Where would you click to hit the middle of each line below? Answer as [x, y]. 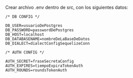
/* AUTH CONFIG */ [25, 53]
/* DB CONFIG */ [22, 17]
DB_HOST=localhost [25, 35]
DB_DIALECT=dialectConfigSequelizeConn [48, 43]
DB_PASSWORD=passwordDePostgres [39, 30]
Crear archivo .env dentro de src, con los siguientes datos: [67, 7]
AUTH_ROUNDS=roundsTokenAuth [36, 70]
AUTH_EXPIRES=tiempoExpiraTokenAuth [44, 66]
